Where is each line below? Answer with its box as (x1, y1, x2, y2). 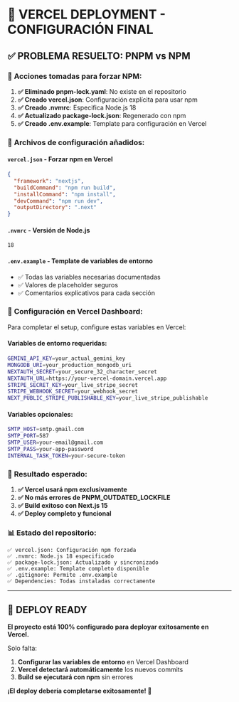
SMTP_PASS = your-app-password (7, 445, 94, 452)
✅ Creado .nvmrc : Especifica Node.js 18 (17, 103, 137, 112)
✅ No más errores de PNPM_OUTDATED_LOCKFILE (17, 494, 171, 502)
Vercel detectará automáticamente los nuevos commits (17, 665, 184, 674)
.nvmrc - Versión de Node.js (7, 225, 90, 234)
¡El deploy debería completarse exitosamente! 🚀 (7, 686, 152, 696)
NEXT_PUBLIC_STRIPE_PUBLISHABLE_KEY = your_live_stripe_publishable (7, 395, 208, 402)
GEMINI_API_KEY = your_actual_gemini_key (7, 355, 126, 362)
